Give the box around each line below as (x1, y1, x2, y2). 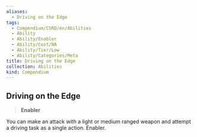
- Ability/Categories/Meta (11, 53, 78, 58)
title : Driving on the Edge (6, 58, 76, 64)
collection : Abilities (6, 63, 62, 70)
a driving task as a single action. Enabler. (6, 125, 106, 132)
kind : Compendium (6, 69, 49, 75)
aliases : (6, 8, 28, 15)
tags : (6, 19, 20, 25)
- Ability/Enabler (11, 36, 58, 42)
